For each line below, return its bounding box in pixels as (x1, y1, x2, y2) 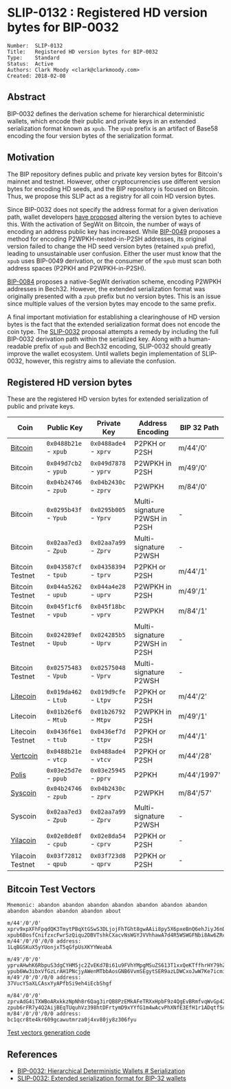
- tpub (46, 570, 67, 580)
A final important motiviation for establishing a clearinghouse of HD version (7, 313, 220, 321)
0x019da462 (46, 688, 82, 696)
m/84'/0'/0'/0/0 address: (7, 1010, 81, 1017)
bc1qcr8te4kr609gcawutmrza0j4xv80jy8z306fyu (7, 1017, 137, 1023)
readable (7, 342, 32, 350)
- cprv (90, 839, 111, 849)
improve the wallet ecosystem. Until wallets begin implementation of (7, 349, 201, 357)
